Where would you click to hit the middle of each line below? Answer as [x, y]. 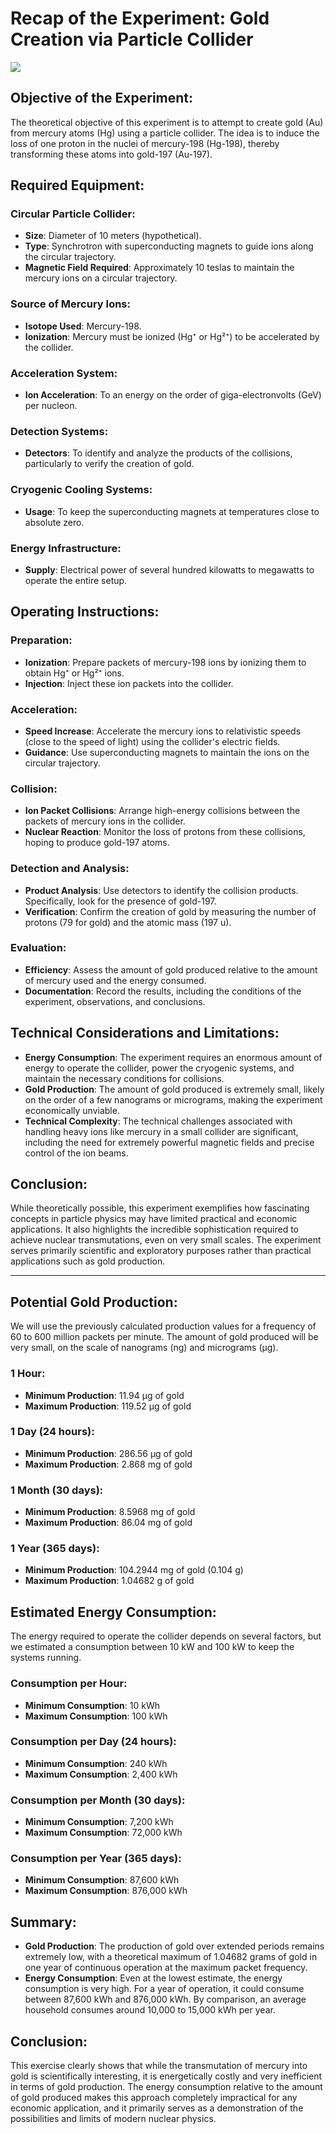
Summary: [43, 1922]
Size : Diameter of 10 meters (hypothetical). [113, 236]
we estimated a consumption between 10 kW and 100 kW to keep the [152, 1647]
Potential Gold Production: [94, 1302]
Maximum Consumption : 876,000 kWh [106, 1891]
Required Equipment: [77, 185]
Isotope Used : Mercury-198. [83, 326]
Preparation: [41, 640]
